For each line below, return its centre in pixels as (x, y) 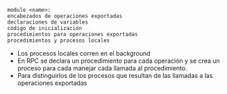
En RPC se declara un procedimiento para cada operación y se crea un (118, 61)
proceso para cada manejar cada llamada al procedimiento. (102, 68)
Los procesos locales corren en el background (84, 53)
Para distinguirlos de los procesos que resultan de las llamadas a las (115, 76)
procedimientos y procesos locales (59, 40)
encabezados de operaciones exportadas (65, 16)
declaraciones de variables (48, 22)
